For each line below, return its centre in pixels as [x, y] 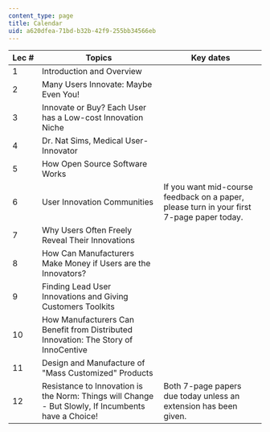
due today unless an [202, 397]
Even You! [61, 95]
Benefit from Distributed [87, 330]
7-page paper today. [203, 217]
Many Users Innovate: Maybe [97, 84]
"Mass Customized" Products [97, 373]
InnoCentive [65, 350]
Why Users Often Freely [87, 230]
